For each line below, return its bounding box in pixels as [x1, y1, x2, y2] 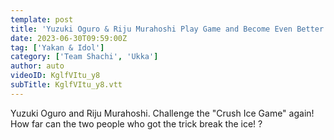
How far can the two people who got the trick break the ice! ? [10, 117, 263, 130]
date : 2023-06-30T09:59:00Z [10, 33, 128, 43]
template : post [10, 14, 74, 25]
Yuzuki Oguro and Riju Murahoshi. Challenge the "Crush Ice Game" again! [10, 107, 315, 119]
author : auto [10, 61, 65, 71]
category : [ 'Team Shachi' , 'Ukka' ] [10, 52, 159, 62]
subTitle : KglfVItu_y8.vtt [10, 80, 123, 90]
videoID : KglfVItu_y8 [10, 71, 101, 81]
